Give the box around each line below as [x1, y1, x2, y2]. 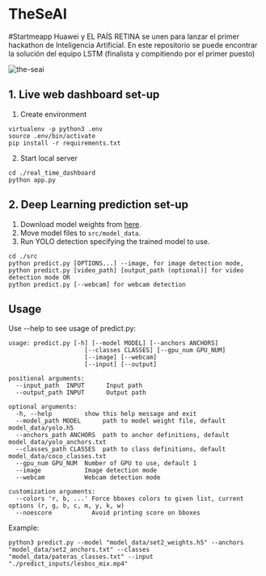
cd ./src [8, 252, 38, 260]
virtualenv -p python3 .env [8, 124, 103, 133]
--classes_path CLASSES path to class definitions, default [15, 445, 226, 453]
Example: [8, 523, 40, 533]
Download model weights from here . [19, 219, 141, 229]
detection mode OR [8, 273, 70, 281]
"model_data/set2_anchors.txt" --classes [8, 546, 150, 554]
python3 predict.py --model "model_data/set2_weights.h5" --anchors [8, 539, 244, 547]
